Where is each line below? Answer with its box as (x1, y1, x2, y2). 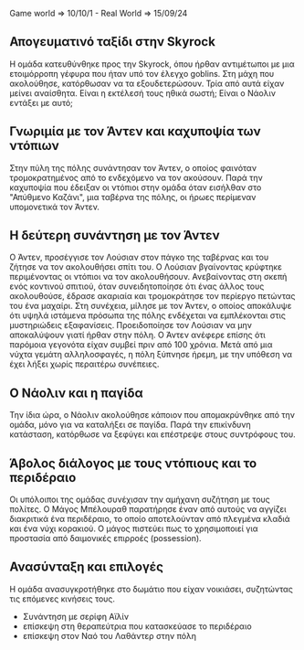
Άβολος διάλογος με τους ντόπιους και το (9, 455, 257, 471)
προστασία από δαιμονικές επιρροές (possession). (9, 533, 203, 544)
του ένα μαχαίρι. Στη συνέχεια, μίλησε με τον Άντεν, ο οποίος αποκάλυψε (9, 301, 292, 312)
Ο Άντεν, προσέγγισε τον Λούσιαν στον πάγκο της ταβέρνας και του (9, 251, 269, 263)
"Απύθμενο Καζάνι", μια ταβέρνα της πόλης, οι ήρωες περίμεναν (9, 191, 257, 202)
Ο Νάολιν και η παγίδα (9, 385, 143, 400)
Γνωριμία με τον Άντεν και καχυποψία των (9, 123, 262, 140)
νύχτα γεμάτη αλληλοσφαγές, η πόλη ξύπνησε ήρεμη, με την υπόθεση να (9, 349, 292, 360)
